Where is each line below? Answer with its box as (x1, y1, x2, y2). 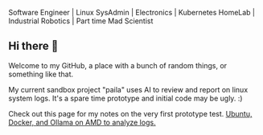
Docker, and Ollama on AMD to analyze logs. (8, 117, 156, 127)
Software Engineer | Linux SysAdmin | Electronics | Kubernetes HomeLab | (8, 8, 256, 17)
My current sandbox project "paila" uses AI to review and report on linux (8, 84, 249, 94)
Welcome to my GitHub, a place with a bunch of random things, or (8, 60, 228, 70)
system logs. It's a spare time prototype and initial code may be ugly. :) (8, 93, 243, 103)
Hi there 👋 (8, 39, 59, 53)
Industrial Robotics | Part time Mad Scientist (8, 16, 154, 26)
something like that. (8, 69, 74, 79)
